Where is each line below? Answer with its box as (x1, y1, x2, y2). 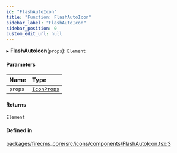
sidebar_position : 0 (6, 25, 58, 32)
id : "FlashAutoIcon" (6, 8, 58, 15)
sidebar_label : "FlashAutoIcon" (6, 20, 86, 26)
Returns (6, 101, 27, 108)
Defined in (6, 127, 33, 134)
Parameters (6, 61, 36, 68)
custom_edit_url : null (6, 31, 62, 37)
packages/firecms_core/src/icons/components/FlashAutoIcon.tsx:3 (6, 140, 171, 147)
